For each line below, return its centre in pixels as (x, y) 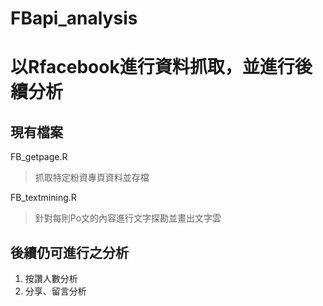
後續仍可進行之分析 (69, 252)
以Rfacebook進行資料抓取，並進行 (152, 67)
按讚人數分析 (51, 278)
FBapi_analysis (74, 18)
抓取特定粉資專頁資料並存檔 (92, 178)
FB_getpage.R (39, 157)
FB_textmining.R (43, 198)
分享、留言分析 (55, 291)
